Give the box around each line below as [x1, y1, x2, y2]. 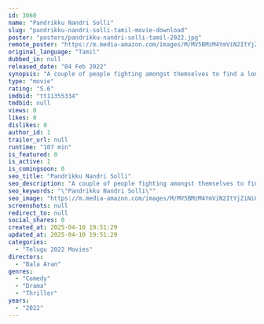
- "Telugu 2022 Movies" [15, 245, 93, 253]
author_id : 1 [8, 128, 51, 136]
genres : [8, 267, 34, 275]
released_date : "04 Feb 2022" [8, 63, 108, 71]
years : [8, 296, 30, 304]
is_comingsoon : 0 [8, 165, 65, 173]
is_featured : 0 [8, 150, 58, 158]
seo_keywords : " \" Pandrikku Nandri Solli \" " [8, 186, 156, 195]
